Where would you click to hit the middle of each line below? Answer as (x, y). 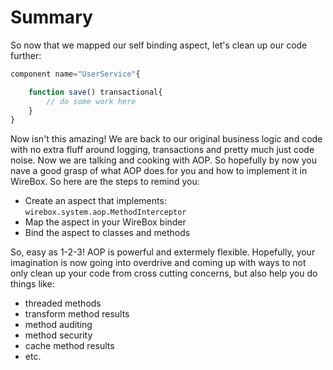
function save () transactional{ (95, 92)
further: (26, 55)
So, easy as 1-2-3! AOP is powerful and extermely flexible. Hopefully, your (163, 252)
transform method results (77, 314)
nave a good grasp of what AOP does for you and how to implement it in (159, 171)
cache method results (69, 346)
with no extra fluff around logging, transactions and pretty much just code (162, 150)
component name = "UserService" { (75, 74)
